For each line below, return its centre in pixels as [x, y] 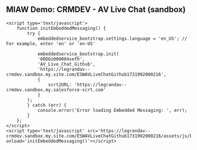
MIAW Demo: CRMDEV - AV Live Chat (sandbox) [96, 10]
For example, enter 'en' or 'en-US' [51, 43]
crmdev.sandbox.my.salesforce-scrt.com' [56, 90]
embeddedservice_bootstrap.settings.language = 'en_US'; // [112, 38]
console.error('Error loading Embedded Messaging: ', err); [112, 110]
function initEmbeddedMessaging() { [62, 28]
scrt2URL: [60, 84]
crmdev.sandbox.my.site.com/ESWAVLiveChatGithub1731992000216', [86, 74]
